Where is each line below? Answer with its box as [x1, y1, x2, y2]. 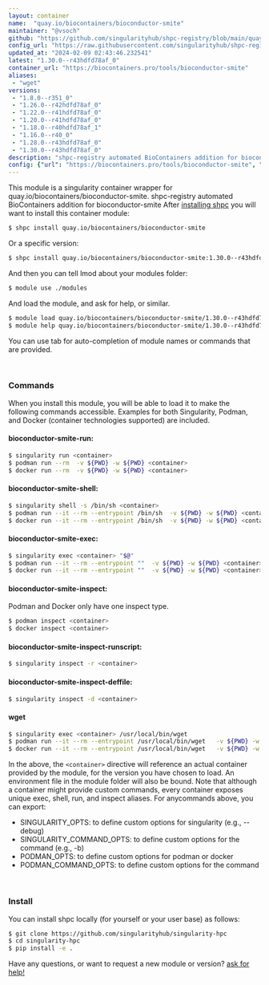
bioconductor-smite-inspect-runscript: [8, 642, 143, 651]
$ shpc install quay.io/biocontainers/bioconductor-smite [8, 224, 206, 233]
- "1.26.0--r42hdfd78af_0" [11, 101, 102, 109]
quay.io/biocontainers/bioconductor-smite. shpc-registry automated [8, 192, 234, 201]
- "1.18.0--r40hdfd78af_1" [11, 124, 102, 132]
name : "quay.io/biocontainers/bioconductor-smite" [8, 19, 184, 27]
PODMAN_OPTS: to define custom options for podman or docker [19, 852, 234, 861]
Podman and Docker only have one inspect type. [8, 602, 170, 611]
